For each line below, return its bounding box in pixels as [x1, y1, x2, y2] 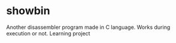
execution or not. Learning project [6, 29, 91, 37]
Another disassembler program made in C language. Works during [6, 24, 171, 31]
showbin [6, 4, 50, 18]
